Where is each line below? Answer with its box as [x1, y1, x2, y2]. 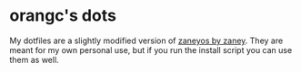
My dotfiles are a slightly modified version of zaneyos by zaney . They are [9, 35, 284, 46]
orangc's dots [9, 5, 116, 26]
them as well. [9, 54, 59, 65]
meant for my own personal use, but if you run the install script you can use [9, 44, 293, 55]
